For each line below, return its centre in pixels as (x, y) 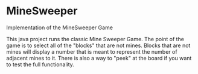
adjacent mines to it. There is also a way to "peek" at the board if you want (99, 58)
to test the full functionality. (40, 64)
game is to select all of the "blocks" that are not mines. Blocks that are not (98, 45)
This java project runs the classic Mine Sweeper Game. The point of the (95, 39)
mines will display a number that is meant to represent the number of (92, 51)
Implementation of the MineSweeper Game (60, 27)
